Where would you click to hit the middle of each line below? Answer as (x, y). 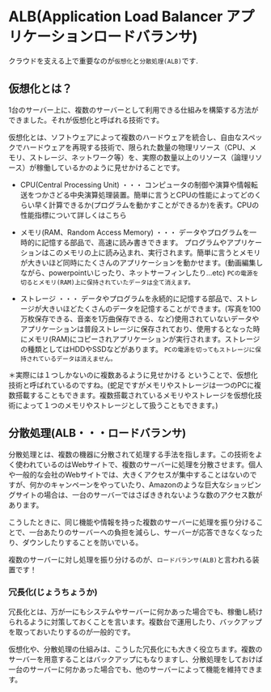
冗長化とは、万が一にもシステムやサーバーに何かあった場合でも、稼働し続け (136, 611)
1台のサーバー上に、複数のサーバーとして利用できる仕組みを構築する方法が (133, 109)
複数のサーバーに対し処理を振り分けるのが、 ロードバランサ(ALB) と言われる (130, 559)
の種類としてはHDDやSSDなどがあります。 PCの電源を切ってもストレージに (138, 349)
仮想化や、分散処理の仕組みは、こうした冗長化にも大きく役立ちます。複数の (135, 649)
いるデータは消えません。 (80, 359)
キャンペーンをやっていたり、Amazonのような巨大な (138, 484)
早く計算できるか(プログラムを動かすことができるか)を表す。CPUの (147, 205)
